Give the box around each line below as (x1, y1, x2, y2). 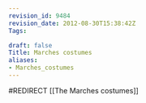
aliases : (8, 56, 38, 64)
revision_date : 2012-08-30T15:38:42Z (8, 19, 136, 27)
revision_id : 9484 (8, 11, 71, 20)
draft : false (8, 41, 53, 49)
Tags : (8, 27, 27, 35)
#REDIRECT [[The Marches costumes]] (8, 85, 140, 95)
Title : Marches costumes (8, 49, 92, 57)
